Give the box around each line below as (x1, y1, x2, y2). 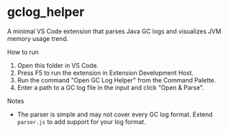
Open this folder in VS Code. (17, 61, 99, 69)
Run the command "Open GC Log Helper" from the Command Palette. (17, 76, 216, 84)
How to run (7, 48, 39, 56)
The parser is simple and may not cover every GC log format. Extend (17, 110, 213, 118)
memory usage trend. (7, 34, 69, 42)
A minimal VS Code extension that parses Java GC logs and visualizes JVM (7, 27, 222, 35)
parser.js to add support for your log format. (17, 117, 146, 125)
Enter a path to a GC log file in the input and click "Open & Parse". (17, 83, 205, 91)
